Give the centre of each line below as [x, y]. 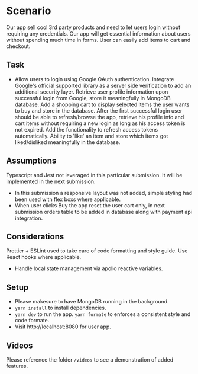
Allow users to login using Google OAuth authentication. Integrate [94, 79]
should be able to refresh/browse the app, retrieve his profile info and [99, 117]
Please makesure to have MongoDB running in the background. [92, 302]
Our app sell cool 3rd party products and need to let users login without [93, 27]
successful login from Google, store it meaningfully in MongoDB [92, 98]
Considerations [35, 236]
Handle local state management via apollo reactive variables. [89, 268]
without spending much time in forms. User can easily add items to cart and [98, 40]
